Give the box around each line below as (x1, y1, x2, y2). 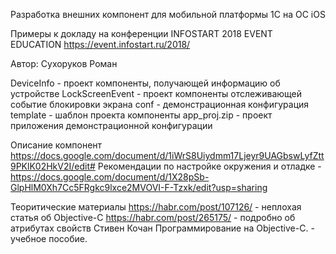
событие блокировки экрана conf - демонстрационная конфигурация (10, 99, 310, 110)
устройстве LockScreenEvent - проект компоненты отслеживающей (10, 88, 303, 99)
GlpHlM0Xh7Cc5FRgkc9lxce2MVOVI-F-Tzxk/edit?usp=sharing (10, 182, 268, 193)
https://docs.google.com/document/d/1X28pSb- (10, 171, 210, 183)
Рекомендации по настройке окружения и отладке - (97, 160, 322, 172)
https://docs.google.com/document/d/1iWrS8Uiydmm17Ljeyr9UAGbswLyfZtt (10, 150, 325, 161)
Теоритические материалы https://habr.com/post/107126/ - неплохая (10, 201, 302, 213)
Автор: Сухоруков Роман (10, 58, 118, 69)
